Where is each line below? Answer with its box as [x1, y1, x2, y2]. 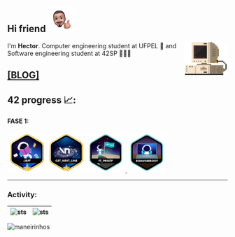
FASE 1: [7, 117, 29, 125]
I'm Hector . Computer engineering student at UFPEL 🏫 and [7, 41, 177, 50]
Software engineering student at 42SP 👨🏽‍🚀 [7, 49, 131, 57]
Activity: [7, 189, 37, 199]
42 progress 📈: [7, 94, 76, 106]
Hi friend [7, 23, 46, 35]
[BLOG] [7, 69, 40, 81]
